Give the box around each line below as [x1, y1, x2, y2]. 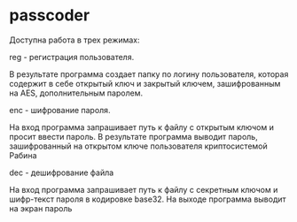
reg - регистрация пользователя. [9, 51, 135, 62]
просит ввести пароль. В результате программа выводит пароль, [9, 131, 259, 142]
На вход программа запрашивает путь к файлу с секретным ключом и [9, 184, 278, 195]
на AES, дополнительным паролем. [9, 88, 144, 98]
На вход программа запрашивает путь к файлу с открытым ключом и [9, 121, 275, 133]
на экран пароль [9, 203, 73, 213]
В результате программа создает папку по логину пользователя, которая [9, 68, 289, 80]
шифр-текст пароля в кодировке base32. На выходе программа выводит [9, 194, 286, 204]
